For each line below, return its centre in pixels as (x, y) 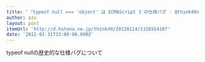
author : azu (21, 18)
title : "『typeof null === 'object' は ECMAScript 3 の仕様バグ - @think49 (102, 12)
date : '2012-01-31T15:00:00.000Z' (50, 35)
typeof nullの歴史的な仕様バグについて (54, 53)
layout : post (23, 23)
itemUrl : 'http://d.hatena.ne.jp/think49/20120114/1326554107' (88, 29)
